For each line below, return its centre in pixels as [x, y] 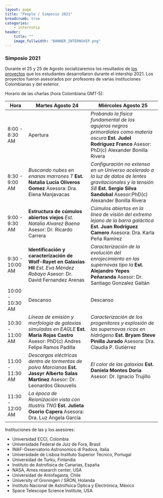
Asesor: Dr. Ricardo [50, 230]
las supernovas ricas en [118, 329]
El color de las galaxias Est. [122, 365]
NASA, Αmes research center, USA [47, 470]
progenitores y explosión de [122, 323]
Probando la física [111, 114]
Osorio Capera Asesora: [56, 412]
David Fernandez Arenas [57, 280]
